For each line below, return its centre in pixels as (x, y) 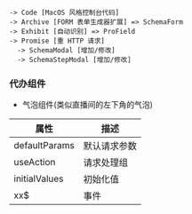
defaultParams (44, 146)
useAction (35, 162)
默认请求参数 (110, 147)
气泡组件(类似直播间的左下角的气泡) (88, 105)
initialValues (39, 178)
